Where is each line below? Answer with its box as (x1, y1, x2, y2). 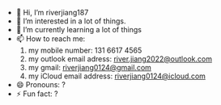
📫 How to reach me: (15, 34, 86, 44)
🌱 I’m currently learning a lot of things (15, 25, 142, 34)
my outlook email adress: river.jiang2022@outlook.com (28, 54, 213, 64)
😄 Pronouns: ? (15, 80, 66, 89)
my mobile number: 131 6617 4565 (28, 45, 142, 55)
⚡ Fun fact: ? (15, 89, 58, 99)
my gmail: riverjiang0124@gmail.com (28, 63, 152, 72)
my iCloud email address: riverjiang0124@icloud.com (28, 71, 206, 81)
